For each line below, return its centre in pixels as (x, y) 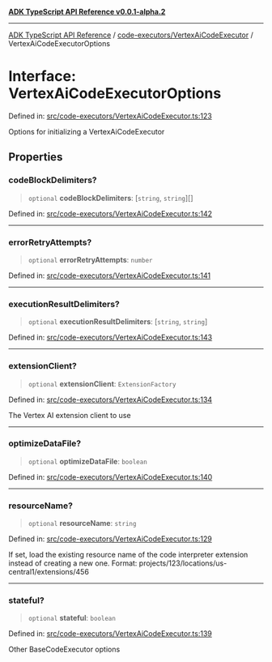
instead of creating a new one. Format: (73, 563)
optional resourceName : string (82, 523)
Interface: (42, 77)
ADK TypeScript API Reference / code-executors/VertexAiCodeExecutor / (131, 35)
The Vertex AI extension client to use (70, 415)
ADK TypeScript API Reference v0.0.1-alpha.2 (87, 12)
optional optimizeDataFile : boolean (87, 461)
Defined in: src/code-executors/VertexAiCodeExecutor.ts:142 (110, 213)
